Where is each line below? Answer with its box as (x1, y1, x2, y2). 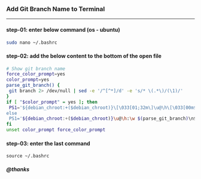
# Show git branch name (6, 65, 66, 72)
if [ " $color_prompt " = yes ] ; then (6, 99, 98, 105)
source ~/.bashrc (6, 153, 50, 159)
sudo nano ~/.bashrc (6, 40, 58, 45)
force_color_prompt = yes (6, 71, 66, 77)
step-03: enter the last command (6, 139, 91, 147)
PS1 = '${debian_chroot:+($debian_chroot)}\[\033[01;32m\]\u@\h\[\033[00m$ (8, 104, 197, 111)
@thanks (6, 165, 30, 172)
